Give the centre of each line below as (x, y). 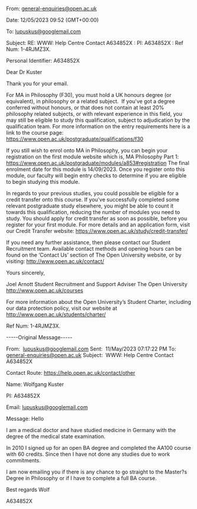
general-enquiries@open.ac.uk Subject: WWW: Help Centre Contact (90, 355)
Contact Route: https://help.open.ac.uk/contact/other (71, 373)
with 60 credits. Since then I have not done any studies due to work (88, 454)
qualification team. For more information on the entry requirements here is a (98, 126)
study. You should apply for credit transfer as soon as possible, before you (97, 218)
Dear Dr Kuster (24, 72)
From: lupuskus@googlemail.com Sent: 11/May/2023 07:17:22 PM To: (91, 349)
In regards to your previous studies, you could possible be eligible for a (92, 193)
